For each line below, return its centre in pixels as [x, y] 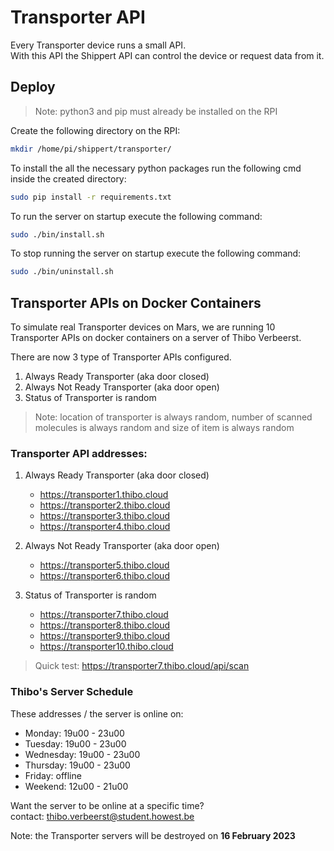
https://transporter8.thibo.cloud [105, 625]
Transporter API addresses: [79, 453]
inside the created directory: [68, 178]
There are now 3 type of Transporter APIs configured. [121, 357]
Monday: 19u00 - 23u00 [74, 733]
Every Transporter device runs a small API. [98, 45]
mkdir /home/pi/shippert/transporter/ [91, 149]
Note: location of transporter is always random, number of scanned [173, 417]
